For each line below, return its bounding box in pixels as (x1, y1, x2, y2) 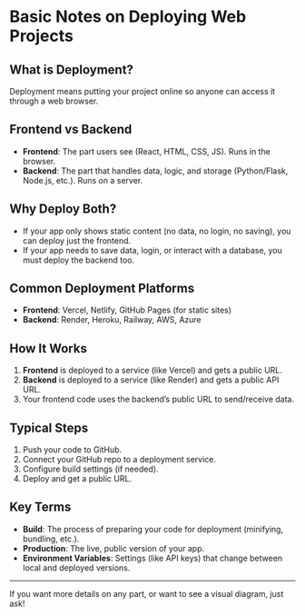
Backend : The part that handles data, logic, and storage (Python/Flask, (22, 165, 289, 176)
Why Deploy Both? (9, 202, 117, 217)
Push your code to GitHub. (22, 444, 123, 455)
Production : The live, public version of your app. (22, 542, 205, 553)
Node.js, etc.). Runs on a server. (22, 174, 143, 185)
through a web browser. (9, 95, 99, 106)
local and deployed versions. (22, 561, 131, 573)
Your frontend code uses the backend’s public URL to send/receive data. (22, 393, 295, 405)
